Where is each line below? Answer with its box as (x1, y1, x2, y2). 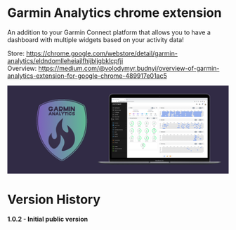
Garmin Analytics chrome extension (7, 5, 222, 21)
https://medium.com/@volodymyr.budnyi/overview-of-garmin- (38, 64, 220, 72)
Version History (7, 191, 100, 208)
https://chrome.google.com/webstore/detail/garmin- (26, 49, 178, 57)
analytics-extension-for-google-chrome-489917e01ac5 (7, 72, 167, 80)
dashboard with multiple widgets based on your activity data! (7, 35, 184, 43)
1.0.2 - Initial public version (7, 215, 88, 224)
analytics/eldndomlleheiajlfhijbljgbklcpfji (7, 56, 124, 65)
